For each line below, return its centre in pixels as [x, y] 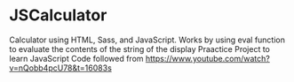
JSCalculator [58, 15]
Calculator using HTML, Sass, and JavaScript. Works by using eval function [147, 40]
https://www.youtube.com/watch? [208, 58]
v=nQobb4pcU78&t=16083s [61, 68]
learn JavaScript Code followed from [76, 58]
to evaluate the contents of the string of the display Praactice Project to [140, 48]
